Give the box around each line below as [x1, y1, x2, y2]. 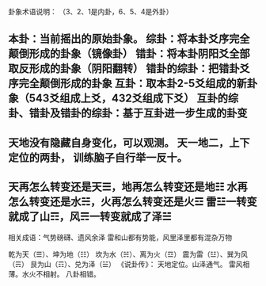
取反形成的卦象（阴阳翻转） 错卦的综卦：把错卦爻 [8, 62, 250, 75]
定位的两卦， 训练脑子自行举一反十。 [8, 151, 188, 164]
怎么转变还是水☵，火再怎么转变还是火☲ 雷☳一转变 [8, 195, 257, 208]
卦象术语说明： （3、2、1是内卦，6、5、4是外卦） [8, 7, 173, 16]
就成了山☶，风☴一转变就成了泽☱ [8, 210, 172, 223]
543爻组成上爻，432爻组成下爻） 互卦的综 [28, 92, 239, 105]
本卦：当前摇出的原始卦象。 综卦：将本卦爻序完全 [8, 32, 250, 46]
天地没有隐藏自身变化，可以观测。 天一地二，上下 [8, 135, 250, 149]
